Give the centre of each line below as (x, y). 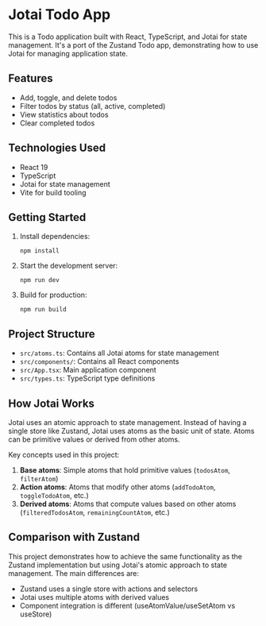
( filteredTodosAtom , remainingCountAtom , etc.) (95, 512)
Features (31, 78)
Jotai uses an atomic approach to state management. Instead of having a (127, 422)
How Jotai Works (52, 403)
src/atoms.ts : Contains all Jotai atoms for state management (120, 353)
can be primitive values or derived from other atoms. (94, 439)
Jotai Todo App (60, 15)
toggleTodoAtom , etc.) (54, 495)
